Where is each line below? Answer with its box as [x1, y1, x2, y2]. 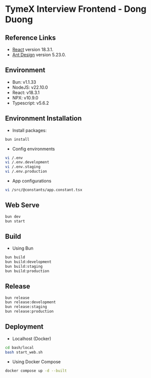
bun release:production [5, 309, 54, 314]
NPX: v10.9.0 [12, 94, 38, 100]
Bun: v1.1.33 [12, 79, 36, 85]
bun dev [5, 214, 21, 219]
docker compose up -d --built [5, 368, 67, 373]
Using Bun [12, 245, 33, 252]
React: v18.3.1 [12, 90, 40, 95]
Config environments [12, 146, 55, 152]
